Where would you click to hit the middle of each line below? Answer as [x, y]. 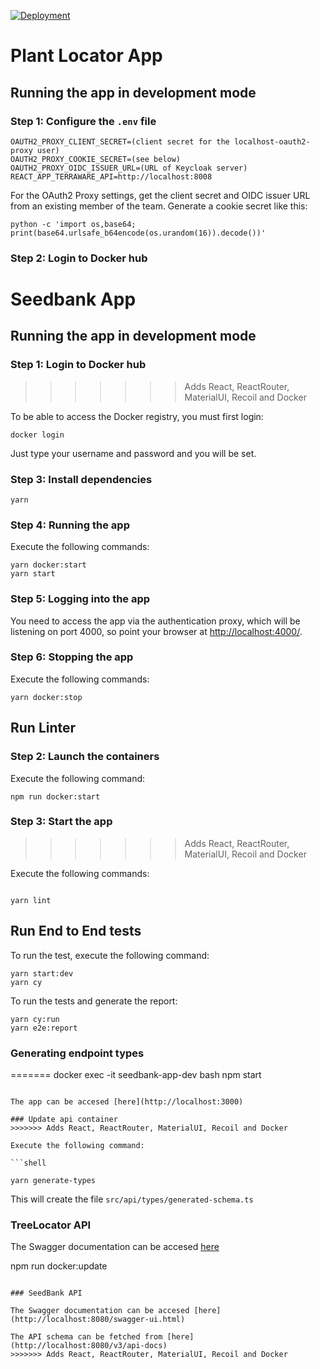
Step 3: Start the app [61, 822]
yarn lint [31, 900]
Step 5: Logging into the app [80, 599]
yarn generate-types [53, 1180]
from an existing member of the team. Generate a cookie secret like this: [159, 206]
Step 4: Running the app [70, 525]
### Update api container [64, 1119]
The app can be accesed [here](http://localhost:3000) [127, 1101]
